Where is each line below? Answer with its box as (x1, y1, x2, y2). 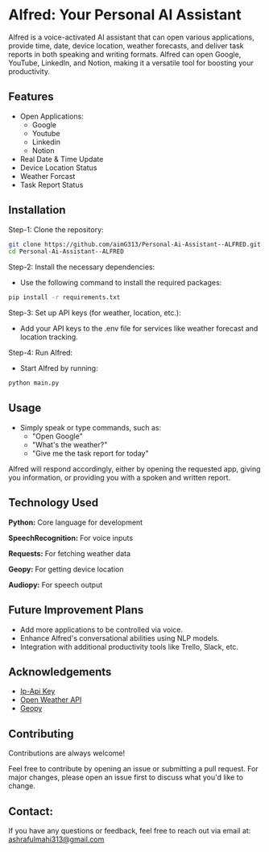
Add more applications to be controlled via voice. (19, 625, 184, 634)
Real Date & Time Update (19, 154, 104, 164)
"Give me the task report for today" (31, 448, 149, 458)
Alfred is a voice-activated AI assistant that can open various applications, (8, 32, 255, 42)
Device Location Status (19, 163, 97, 172)
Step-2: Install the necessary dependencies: (8, 262, 155, 272)
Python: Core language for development (8, 517, 143, 527)
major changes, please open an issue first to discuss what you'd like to (8, 772, 244, 783)
